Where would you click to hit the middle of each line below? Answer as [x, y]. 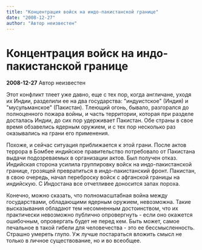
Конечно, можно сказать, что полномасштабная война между [87, 195]
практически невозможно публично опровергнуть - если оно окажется [99, 215]
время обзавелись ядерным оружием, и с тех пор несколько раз [91, 127]
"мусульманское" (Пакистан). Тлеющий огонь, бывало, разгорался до [98, 107]
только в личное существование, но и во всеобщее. [74, 241]
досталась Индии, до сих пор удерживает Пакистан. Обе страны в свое [100, 120]
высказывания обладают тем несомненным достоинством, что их [93, 208]
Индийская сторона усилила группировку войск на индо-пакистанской [99, 164]
